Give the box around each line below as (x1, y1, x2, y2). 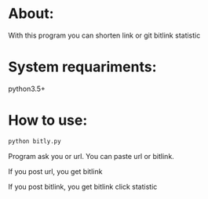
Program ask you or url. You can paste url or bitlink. (8, 151, 174, 161)
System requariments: (8, 58, 157, 76)
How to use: (8, 111, 88, 129)
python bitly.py (8, 137, 61, 145)
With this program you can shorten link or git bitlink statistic (8, 31, 201, 40)
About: (8, 5, 54, 23)
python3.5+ (8, 84, 46, 93)
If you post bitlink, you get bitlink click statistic (8, 182, 158, 191)
